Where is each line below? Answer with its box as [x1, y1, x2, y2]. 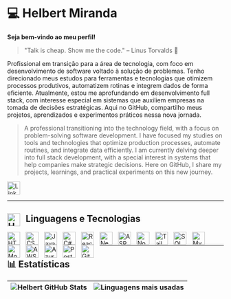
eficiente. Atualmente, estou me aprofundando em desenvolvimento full [7, 89, 210, 97]
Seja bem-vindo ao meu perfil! [7, 32, 96, 41]
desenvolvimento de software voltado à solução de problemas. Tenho [7, 67, 205, 75]
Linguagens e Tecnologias [25, 213, 141, 225]
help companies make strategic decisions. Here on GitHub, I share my [23, 160, 222, 168]
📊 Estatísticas [7, 258, 70, 270]
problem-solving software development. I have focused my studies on [23, 131, 223, 140]
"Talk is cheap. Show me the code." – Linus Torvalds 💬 [23, 46, 179, 54]
